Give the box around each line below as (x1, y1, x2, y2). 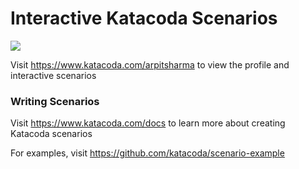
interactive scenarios (10, 69, 97, 81)
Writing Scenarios (10, 94, 100, 108)
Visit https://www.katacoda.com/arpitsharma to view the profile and (10, 58, 290, 71)
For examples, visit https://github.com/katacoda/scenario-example (10, 147, 285, 159)
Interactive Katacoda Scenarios (10, 7, 278, 30)
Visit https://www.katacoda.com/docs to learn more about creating (10, 117, 286, 129)
